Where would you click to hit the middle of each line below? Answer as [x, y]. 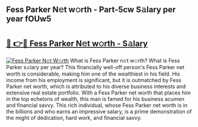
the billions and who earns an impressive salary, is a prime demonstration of [99, 111]
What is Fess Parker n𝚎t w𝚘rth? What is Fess [125, 61]
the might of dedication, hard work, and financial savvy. [74, 118]
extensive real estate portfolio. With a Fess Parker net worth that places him [98, 93]
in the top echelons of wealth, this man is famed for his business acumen [95, 99]
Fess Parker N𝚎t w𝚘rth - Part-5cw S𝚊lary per [91, 10]
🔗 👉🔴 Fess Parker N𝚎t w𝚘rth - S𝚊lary [77, 43]
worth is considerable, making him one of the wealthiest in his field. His [93, 74]
